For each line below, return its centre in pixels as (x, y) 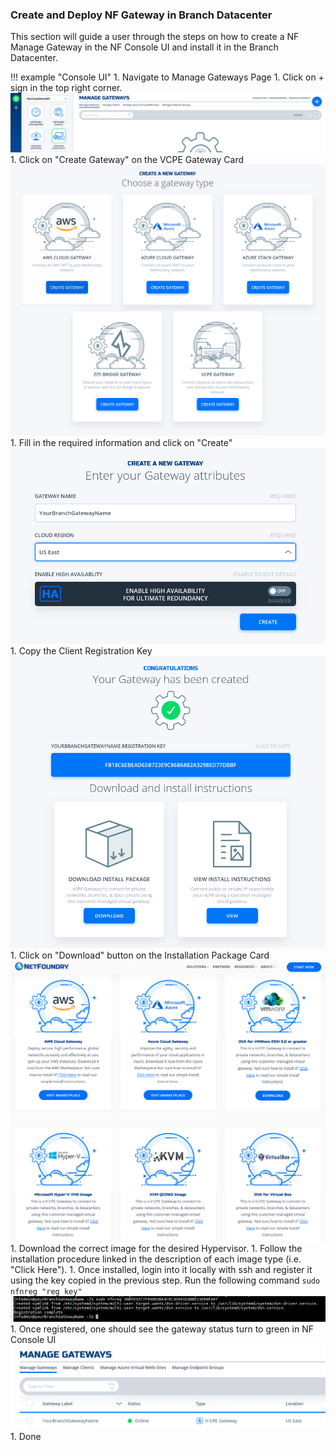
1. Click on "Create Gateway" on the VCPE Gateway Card (127, 160)
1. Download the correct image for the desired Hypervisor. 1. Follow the (156, 1249)
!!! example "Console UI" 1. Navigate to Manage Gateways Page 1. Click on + (167, 77)
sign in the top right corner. (66, 88)
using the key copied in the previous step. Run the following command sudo (165, 1280)
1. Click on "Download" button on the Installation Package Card (140, 955)
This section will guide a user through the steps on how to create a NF (155, 37)
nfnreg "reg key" (46, 1292)
